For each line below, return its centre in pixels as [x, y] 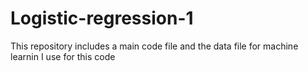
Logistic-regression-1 [102, 18]
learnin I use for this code [63, 56]
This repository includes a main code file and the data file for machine [154, 46]
